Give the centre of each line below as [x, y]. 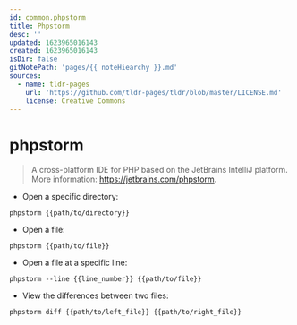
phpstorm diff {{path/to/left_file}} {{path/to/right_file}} [126, 312]
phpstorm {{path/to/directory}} [69, 213]
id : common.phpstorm [48, 17]
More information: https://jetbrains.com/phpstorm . [124, 179]
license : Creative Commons [76, 101]
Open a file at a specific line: [75, 263]
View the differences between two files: [95, 295]
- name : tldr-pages [54, 84]
